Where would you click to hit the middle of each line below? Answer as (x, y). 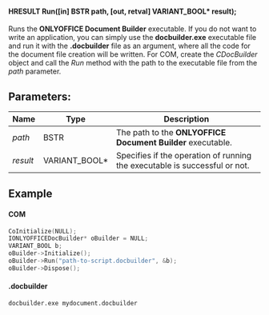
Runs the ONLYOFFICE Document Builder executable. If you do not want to (132, 29)
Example (30, 194)
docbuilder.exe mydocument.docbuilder (73, 304)
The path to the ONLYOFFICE (171, 133)
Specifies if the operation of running (184, 156)
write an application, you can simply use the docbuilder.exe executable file (132, 38)
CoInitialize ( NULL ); (43, 231)
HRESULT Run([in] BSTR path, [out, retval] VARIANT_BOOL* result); (122, 11)
